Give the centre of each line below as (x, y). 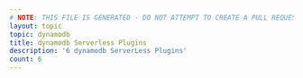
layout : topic (36, 26)
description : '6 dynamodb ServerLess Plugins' (98, 51)
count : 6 (26, 59)
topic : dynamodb (40, 34)
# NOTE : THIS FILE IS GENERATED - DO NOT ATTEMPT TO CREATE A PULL (139, 17)
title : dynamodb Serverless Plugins (78, 43)
